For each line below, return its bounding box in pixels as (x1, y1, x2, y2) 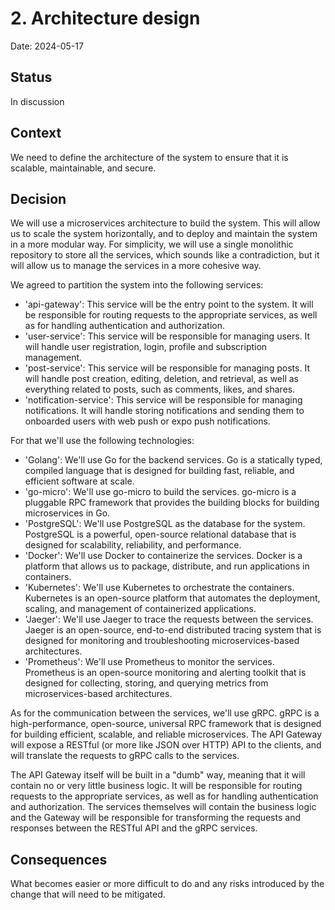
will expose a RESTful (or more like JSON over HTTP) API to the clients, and (10, 739, 322, 751)
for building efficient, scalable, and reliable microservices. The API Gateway (10, 728, 323, 741)
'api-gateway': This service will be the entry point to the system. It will (24, 298, 314, 311)
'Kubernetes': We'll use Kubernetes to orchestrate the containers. (24, 582, 295, 594)
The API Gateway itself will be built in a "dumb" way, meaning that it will (10, 769, 306, 781)
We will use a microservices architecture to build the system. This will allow (10, 217, 321, 229)
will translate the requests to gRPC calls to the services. (10, 750, 240, 762)
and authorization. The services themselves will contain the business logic (10, 801, 317, 813)
